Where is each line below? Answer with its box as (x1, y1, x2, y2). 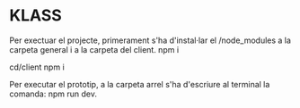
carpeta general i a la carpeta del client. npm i (9, 44, 180, 54)
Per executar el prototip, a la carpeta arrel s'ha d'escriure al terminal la (9, 79, 270, 89)
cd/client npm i (9, 62, 65, 72)
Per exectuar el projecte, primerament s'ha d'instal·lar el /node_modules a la (9, 35, 292, 46)
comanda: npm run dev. (9, 88, 97, 99)
